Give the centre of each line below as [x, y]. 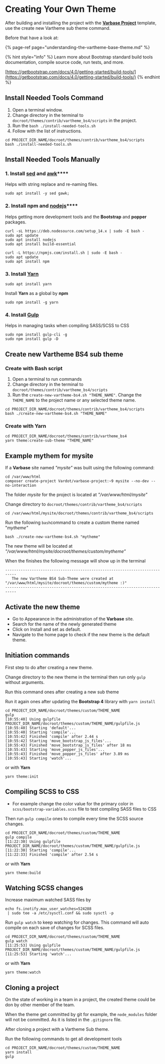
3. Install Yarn [22, 274]
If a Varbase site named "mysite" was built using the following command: [80, 468]
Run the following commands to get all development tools [63, 1039]
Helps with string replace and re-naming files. [52, 184]
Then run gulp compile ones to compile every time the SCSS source [74, 818]
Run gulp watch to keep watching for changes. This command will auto [77, 922]
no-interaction [21, 486]
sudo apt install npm [27, 261]
